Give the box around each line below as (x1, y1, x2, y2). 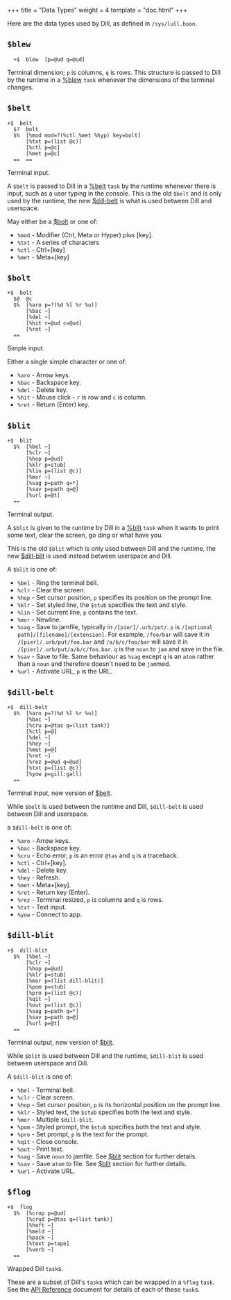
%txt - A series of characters (17, 238, 100, 246)
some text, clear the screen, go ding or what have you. (7, 531, 163, 540)
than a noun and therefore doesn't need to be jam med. (17, 660, 171, 668)
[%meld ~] (25, 1228, 54, 1235)
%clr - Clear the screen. (17, 586, 85, 595)
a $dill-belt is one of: (7, 823, 72, 832)
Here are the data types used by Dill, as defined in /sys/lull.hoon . (7, 19, 198, 27)
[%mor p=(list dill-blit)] (25, 977, 104, 984)
